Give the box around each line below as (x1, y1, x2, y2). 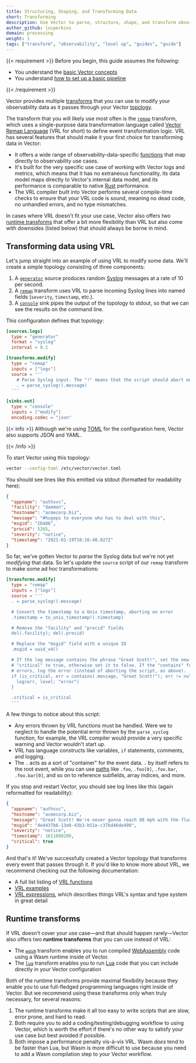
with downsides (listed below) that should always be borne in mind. (6, 225, 168, 232)
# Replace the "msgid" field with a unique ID (11, 641, 127, 647)
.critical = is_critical (11, 695, 72, 700)
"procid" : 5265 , (11, 526, 51, 532)
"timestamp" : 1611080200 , (11, 833, 75, 839)
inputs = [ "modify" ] (11, 409, 61, 415)
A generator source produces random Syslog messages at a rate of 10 (14, 274, 184, 281)
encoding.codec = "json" (11, 415, 72, 420)
